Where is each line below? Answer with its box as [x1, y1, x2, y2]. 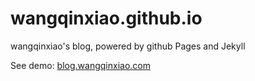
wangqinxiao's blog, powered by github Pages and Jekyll [10, 40, 246, 52]
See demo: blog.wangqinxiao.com [10, 59, 151, 71]
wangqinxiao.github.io [10, 7, 203, 30]
